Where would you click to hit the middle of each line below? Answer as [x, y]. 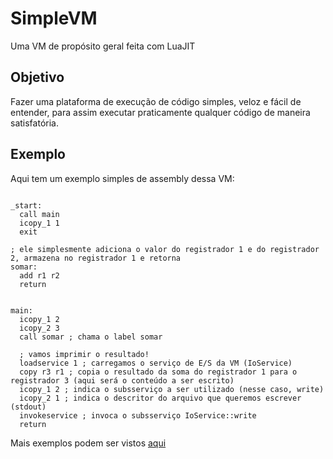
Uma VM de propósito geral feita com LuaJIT [103, 46]
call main [39, 214]
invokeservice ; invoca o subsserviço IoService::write [138, 415]
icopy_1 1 [39, 223]
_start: [26, 205]
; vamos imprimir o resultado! [84, 354]
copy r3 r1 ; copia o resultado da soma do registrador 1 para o [158, 372]
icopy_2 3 [39, 328]
